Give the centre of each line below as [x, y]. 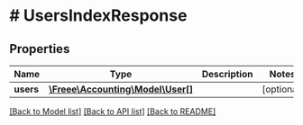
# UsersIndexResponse [98, 16]
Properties [40, 49]
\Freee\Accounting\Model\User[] [121, 89]
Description [227, 74]
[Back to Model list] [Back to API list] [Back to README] [113, 112]
